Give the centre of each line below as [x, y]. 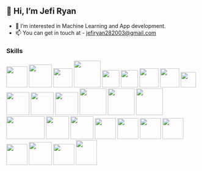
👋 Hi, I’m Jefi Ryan [41, 11]
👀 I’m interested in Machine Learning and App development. [90, 26]
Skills [15, 51]
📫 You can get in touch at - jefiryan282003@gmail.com [86, 33]
